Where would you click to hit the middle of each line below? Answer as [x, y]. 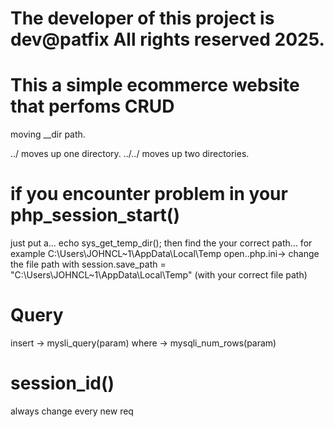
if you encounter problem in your [149, 194]
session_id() [62, 383]
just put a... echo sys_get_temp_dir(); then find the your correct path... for [161, 243]
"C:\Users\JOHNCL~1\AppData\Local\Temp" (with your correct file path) [159, 275]
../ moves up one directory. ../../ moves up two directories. [130, 154]
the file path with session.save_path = [88, 264]
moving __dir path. [48, 134]
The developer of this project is [142, 18]
